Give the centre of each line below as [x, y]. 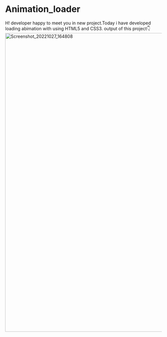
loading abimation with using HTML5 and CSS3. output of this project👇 [78, 28]
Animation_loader [43, 9]
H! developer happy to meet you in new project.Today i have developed [78, 23]
